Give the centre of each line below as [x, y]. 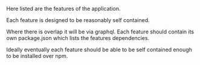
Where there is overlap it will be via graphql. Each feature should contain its [100, 32]
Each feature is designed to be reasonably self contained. [78, 20]
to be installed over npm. [37, 56]
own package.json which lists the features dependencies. [78, 38]
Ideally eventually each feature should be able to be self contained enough [99, 49]
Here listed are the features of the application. [63, 9]
